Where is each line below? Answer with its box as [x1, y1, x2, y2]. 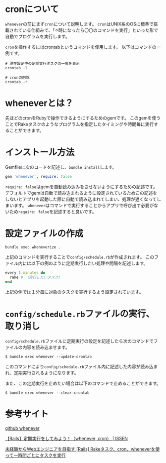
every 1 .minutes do [5, 270, 46, 275]
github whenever [5, 425, 40, 431]
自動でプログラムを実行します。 [5, 33, 70, 39]
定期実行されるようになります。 [14, 370, 79, 376]
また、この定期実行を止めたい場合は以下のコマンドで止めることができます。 [5, 380, 161, 386]
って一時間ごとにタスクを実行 [5, 453, 66, 459]
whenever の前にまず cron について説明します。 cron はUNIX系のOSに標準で [5, 21, 154, 27]
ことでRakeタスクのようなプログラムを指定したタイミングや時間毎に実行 [5, 121, 154, 127]
